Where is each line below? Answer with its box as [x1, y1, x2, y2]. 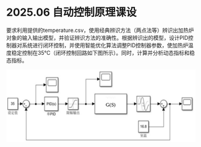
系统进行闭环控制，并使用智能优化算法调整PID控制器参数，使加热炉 [22, 42, 188, 49]
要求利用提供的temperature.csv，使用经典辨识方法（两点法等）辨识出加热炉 [6, 27, 194, 34]
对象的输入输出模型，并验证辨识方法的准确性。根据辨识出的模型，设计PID [6, 34, 188, 41]
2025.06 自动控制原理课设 [6, 5, 137, 19]
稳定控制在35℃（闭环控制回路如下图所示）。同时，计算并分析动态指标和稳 [11, 49, 195, 56]
